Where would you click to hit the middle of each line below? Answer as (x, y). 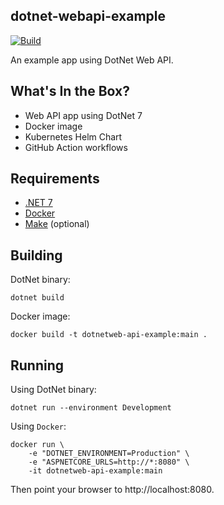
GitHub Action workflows (76, 147)
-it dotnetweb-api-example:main (95, 471)
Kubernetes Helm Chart (73, 136)
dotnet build (37, 298)
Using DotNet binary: (53, 390)
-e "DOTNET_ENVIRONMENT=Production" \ (109, 454)
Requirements (55, 179)
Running (37, 365)
